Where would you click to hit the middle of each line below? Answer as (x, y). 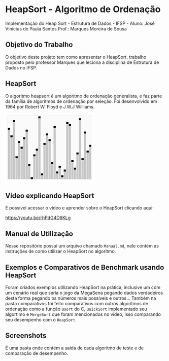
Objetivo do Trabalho (39, 45)
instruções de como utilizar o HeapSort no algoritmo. (61, 251)
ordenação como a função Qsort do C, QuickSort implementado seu (76, 309)
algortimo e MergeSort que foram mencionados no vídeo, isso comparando (83, 314)
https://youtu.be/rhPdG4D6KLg (38, 218)
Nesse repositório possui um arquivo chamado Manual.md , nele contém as (82, 246)
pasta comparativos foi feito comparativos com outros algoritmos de (77, 303)
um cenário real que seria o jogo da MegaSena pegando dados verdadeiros (84, 293)
